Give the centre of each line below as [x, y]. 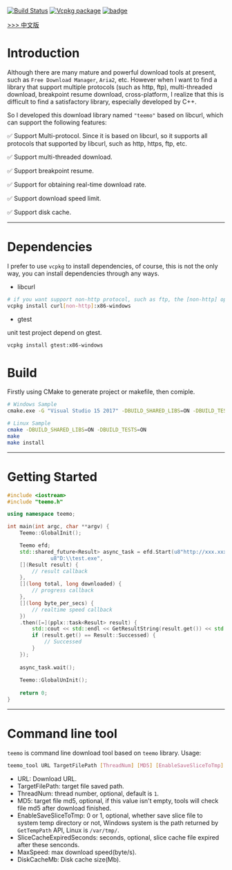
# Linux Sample [29, 424]
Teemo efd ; [35, 545]
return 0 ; [34, 693]
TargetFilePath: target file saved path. [70, 786]
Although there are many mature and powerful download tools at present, [112, 72]
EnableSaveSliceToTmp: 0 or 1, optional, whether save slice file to [110, 815]
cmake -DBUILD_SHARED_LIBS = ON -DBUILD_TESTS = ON [77, 430]
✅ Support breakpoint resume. [51, 171]
